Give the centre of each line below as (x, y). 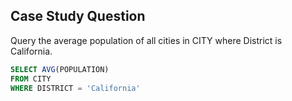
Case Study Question (78, 16)
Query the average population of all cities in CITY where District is (146, 40)
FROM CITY (31, 79)
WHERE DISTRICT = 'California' (75, 88)
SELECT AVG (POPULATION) (60, 69)
